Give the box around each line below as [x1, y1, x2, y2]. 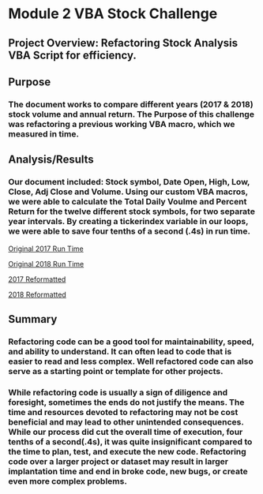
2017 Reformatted [8, 274, 66, 284]
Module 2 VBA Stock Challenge [8, 5, 218, 23]
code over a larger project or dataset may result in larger [8, 455, 229, 466]
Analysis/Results [8, 153, 95, 167]
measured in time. [8, 128, 79, 139]
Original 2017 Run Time [8, 244, 85, 253]
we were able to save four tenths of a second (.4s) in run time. [8, 226, 251, 237]
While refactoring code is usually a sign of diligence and [8, 387, 228, 398]
